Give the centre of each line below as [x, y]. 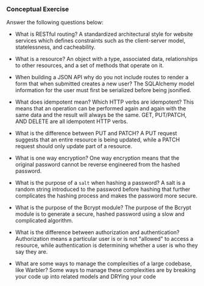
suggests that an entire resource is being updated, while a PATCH [97, 140]
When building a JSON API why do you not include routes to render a [102, 77]
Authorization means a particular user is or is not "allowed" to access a [104, 239]
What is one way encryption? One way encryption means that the [97, 158]
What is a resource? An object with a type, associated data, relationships [106, 59]
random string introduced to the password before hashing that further [103, 189]
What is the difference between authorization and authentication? [97, 232]
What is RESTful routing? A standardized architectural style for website [104, 34]
